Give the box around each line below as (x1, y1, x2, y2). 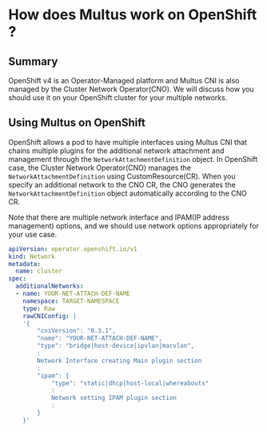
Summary (8, 55, 58, 68)
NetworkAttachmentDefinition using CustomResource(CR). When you (8, 171, 236, 181)
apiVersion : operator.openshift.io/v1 (8, 244, 137, 253)
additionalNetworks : (15, 282, 84, 290)
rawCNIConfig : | (22, 312, 78, 320)
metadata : (8, 260, 42, 268)
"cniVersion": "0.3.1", (37, 327, 116, 335)
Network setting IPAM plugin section (50, 394, 177, 402)
